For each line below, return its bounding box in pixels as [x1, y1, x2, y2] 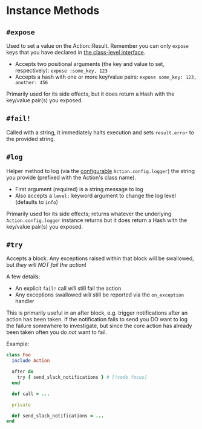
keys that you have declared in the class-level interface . [6, 49, 146, 56]
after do [11, 368, 34, 375]
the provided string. [6, 135, 56, 142]
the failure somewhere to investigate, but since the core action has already [6, 322, 192, 330]
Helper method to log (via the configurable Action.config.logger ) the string [6, 167, 195, 174]
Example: [6, 340, 30, 348]
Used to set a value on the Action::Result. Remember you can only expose [6, 42, 189, 49]
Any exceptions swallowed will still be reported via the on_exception [15, 291, 184, 298]
